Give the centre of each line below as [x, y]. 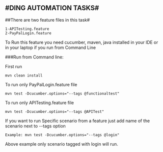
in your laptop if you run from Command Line [51, 47]
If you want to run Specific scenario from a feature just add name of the [78, 121]
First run [14, 66]
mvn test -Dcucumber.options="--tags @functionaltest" [62, 93]
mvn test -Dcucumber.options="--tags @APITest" [55, 112]
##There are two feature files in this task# [47, 20]
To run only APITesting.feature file [40, 102]
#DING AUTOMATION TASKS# [52, 8]
